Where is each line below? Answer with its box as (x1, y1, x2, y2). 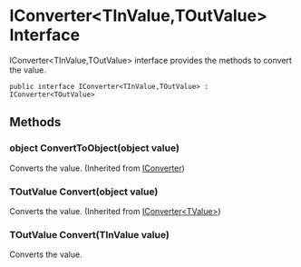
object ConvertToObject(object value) (9, 142, 180, 154)
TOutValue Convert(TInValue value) (9, 228, 170, 241)
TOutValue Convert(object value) (9, 185, 159, 198)
